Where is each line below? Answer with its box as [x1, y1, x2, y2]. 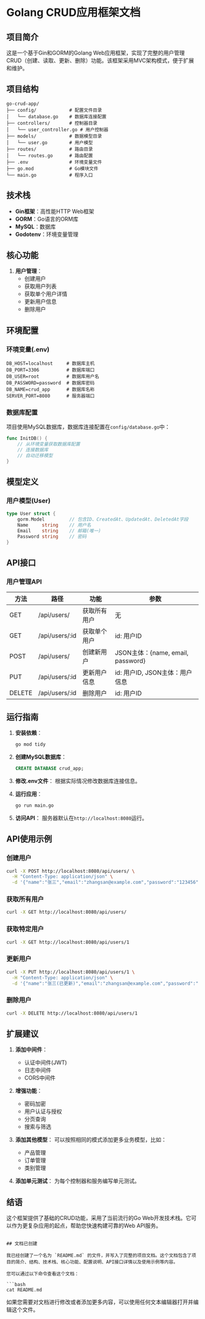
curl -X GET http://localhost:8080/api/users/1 [6, 939, 130, 945]
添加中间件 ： [15, 1046, 48, 1053]
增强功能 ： [15, 1087, 43, 1095]
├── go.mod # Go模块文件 [6, 166, 99, 172]
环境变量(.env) [6, 345, 50, 353]
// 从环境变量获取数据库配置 [17, 441, 81, 447]
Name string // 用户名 [17, 522, 92, 529]
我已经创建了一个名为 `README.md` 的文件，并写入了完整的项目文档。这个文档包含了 [6, 1252, 192, 1259]
